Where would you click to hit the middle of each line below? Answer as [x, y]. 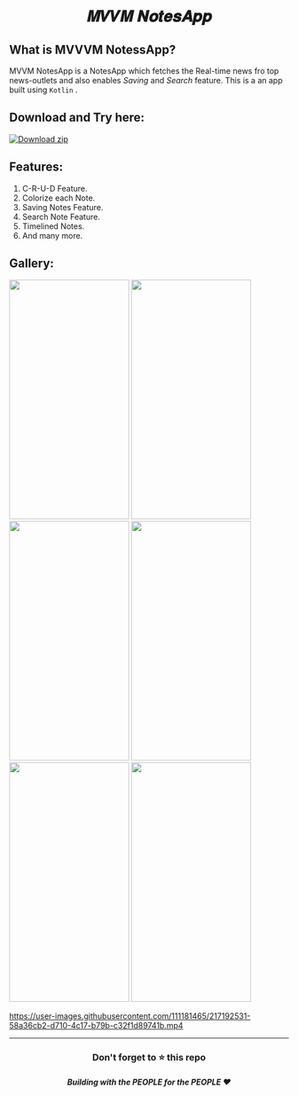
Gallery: [32, 264]
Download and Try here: [77, 118]
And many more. [52, 235]
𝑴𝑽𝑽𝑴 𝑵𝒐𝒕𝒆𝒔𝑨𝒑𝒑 [149, 16]
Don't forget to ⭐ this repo [149, 1058]
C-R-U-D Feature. [55, 188]
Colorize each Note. [59, 198]
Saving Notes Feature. [63, 207]
